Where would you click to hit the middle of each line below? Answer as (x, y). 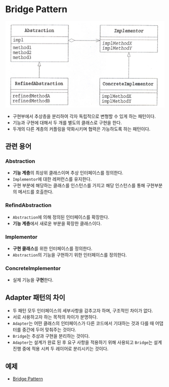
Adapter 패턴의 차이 (35, 297)
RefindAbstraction (28, 205)
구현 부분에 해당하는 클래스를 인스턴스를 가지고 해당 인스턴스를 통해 (79, 186)
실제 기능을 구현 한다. (33, 280)
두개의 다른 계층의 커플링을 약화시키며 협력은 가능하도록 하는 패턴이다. (81, 129)
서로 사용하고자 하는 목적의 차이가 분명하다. (55, 317)
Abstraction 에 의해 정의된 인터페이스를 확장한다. (61, 217)
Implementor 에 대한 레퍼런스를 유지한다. (52, 179)
